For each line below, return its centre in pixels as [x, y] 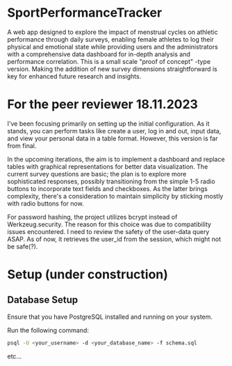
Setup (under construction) [88, 275]
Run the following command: [48, 330]
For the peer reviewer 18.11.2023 [102, 105]
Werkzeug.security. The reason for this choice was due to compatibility [109, 224]
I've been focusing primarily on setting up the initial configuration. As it [108, 124]
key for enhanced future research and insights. [74, 76]
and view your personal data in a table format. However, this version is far [113, 138]
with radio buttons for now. [46, 203]
